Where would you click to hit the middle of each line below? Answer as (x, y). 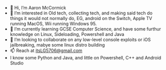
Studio (17, 63)
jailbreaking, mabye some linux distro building (57, 45)
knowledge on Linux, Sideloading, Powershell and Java (67, 34)
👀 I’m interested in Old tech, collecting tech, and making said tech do (81, 13)
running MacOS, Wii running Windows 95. (53, 23)
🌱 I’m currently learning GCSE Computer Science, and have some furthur (86, 29)
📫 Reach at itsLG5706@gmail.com (46, 50)
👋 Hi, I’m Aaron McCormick (38, 8)
